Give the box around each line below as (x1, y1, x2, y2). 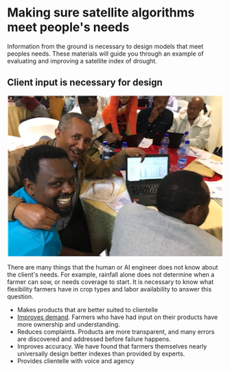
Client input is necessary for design (7, 77, 163, 89)
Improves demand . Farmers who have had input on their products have (16, 313, 218, 321)
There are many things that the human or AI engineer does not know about (7, 263, 218, 271)
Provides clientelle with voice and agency (16, 356, 135, 365)
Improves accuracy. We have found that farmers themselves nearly (16, 342, 207, 350)
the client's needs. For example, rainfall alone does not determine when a (7, 270, 215, 278)
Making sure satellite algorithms (7, 5, 195, 21)
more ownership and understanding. (16, 320, 120, 328)
